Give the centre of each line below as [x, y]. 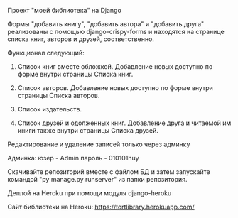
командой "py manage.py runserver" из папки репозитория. [97, 179]
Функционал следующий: [46, 53]
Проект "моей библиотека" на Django [65, 10]
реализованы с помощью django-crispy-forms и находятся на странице [116, 32]
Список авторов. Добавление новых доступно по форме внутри [115, 88]
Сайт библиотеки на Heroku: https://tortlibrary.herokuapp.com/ [101, 207]
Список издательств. [50, 109]
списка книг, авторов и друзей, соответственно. [81, 39]
